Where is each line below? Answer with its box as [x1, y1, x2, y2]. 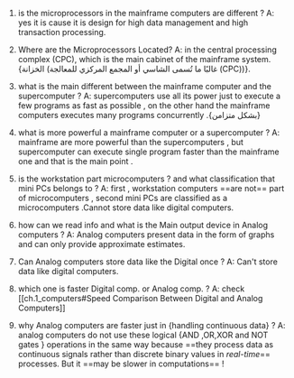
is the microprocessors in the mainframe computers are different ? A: [17, 8, 275, 18]
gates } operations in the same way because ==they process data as [17, 339, 273, 350]
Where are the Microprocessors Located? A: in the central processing [17, 44, 277, 55]
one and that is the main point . [17, 156, 133, 166]
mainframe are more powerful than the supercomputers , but [17, 137, 243, 147]
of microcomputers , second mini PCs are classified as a [17, 193, 228, 203]
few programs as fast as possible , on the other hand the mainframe [17, 100, 271, 111]
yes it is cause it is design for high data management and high [17, 17, 249, 28]
